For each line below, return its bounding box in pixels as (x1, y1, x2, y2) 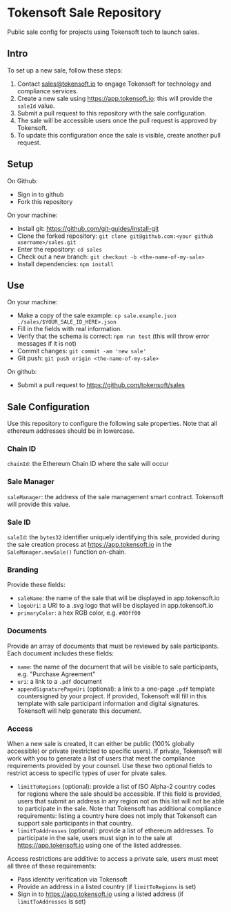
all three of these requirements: (7, 862, 97, 870)
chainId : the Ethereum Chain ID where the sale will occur (7, 460, 169, 468)
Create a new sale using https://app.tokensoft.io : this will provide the (17, 94, 212, 102)
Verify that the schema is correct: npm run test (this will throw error (17, 332, 210, 340)
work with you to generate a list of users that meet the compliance (7, 754, 196, 762)
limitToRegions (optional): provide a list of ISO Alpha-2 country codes (17, 782, 216, 790)
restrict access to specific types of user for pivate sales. (7, 769, 168, 777)
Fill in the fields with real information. (17, 325, 123, 333)
